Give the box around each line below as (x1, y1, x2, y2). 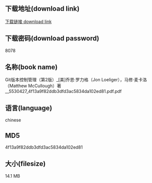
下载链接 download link (5, 19, 52, 24)
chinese (5, 117, 21, 123)
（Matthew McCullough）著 (5, 83, 61, 89)
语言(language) (5, 104, 52, 112)
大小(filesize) (5, 160, 46, 168)
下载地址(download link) (5, 4, 80, 13)
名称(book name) (5, 63, 58, 71)
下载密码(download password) (5, 34, 100, 43)
